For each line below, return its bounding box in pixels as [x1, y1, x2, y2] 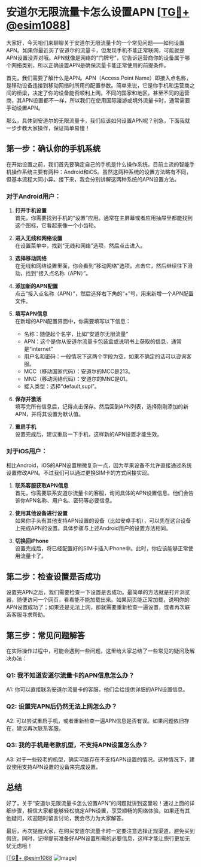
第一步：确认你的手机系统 [6, 144, 100, 154]
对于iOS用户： [6, 447, 48, 455]
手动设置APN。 [6, 104, 44, 111]
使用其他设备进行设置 [14, 510, 68, 517]
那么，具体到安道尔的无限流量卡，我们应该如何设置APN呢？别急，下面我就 [6, 117, 190, 124]
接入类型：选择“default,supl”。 [23, 383, 100, 390]
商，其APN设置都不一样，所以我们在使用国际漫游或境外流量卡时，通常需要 [6, 96, 190, 104]
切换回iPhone [14, 537, 49, 545]
